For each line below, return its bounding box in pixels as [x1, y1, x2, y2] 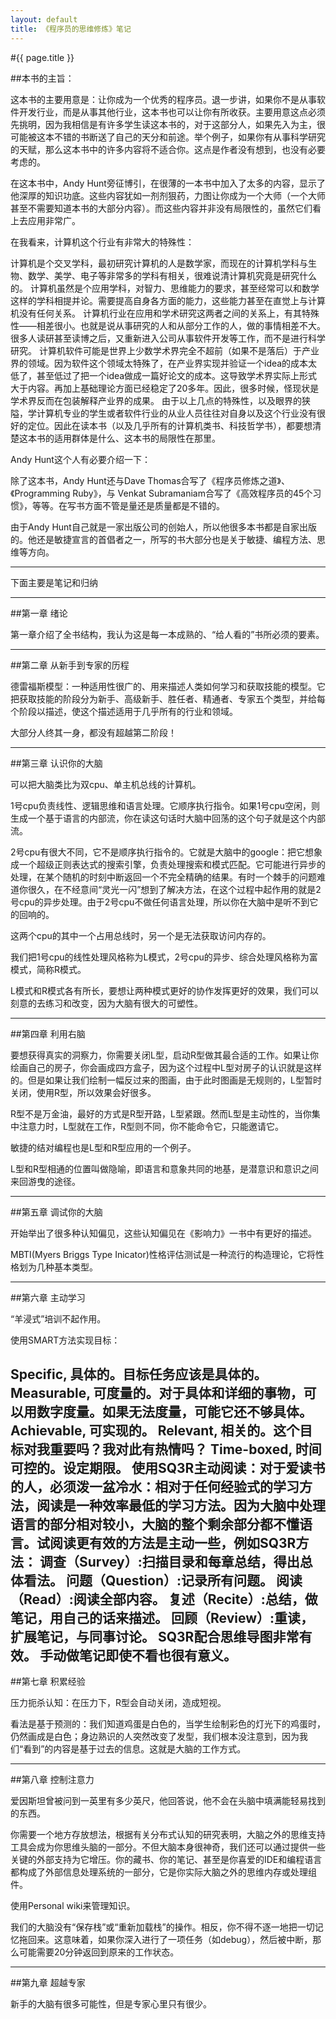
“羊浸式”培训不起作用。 [10, 1312, 107, 1325]
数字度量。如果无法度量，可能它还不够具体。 [36, 1403, 313, 1420]
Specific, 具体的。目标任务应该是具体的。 [10, 1366, 268, 1383]
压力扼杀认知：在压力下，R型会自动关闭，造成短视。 [10, 1697, 227, 1709]
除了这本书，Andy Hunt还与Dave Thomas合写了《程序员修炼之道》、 [10, 474, 290, 486]
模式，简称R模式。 [10, 963, 87, 975]
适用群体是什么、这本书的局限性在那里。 [53, 432, 221, 444]
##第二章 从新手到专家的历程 [10, 659, 130, 671]
